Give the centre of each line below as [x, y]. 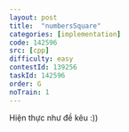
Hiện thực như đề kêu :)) [54, 118]
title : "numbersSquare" [55, 26]
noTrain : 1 [29, 92]
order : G [25, 84]
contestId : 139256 [43, 68]
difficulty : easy [41, 59]
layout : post [33, 17]
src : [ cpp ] [29, 51]
